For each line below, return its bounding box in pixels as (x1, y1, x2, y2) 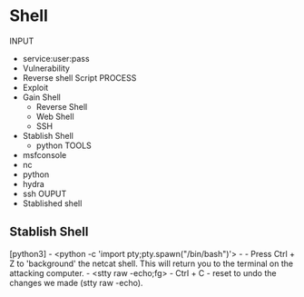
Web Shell (35, 111, 74, 122)
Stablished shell (22, 197, 83, 209)
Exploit (22, 82, 49, 93)
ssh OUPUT (22, 188, 67, 199)
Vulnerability (22, 63, 71, 74)
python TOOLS (35, 140, 93, 151)
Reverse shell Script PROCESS (22, 72, 137, 83)
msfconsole (22, 149, 67, 160)
